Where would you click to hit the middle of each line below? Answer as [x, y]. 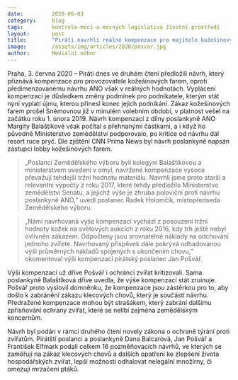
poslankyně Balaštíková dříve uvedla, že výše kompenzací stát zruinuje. [112, 280]
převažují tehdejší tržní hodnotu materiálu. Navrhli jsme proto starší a [125, 177]
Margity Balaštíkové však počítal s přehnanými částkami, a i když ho [107, 126]
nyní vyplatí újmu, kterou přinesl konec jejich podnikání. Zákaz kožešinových [119, 103]
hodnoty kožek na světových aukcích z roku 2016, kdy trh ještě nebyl [125, 229]
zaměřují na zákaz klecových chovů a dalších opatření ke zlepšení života [113, 354]
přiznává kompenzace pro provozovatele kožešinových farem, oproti [107, 81]
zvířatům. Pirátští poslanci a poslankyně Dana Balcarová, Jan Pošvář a [110, 339]
